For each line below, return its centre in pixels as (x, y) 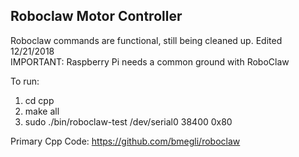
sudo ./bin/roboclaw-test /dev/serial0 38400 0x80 (128, 121)
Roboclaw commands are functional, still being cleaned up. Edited (146, 40)
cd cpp (39, 100)
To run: (25, 81)
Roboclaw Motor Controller (96, 16)
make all (42, 111)
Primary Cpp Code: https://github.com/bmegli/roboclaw (125, 141)
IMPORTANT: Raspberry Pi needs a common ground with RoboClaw (150, 61)
